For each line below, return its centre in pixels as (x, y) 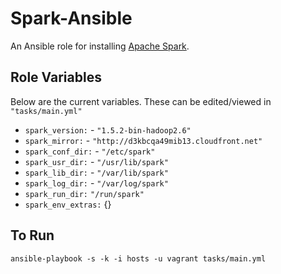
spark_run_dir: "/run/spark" (84, 194)
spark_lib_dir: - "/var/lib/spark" (96, 172)
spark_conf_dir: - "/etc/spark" (90, 151)
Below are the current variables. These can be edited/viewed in (141, 101)
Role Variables (56, 77)
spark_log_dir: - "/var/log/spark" (96, 183)
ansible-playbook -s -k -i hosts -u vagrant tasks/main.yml (138, 258)
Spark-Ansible (71, 18)
